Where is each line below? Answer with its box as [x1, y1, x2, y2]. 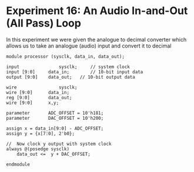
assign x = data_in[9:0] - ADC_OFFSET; [6, 125, 104, 131]
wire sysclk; [6, 84, 78, 90]
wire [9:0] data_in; [6, 89, 69, 95]
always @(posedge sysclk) [6, 146, 69, 152]
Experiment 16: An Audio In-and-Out [6, 4, 188, 18]
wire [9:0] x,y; [6, 100, 59, 106]
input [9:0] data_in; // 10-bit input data [6, 69, 143, 75]
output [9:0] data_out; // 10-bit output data [6, 74, 135, 80]
